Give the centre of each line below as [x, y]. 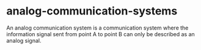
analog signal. [24, 40]
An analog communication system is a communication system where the [97, 28]
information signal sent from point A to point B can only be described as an [101, 34]
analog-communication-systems [92, 11]
